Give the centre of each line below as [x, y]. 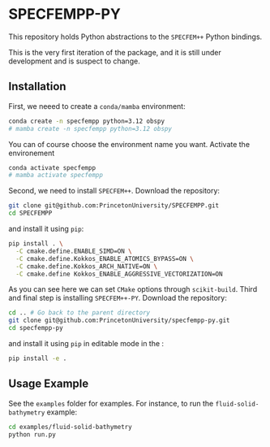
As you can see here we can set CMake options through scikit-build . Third [133, 289]
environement [32, 153]
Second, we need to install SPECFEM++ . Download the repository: [114, 191]
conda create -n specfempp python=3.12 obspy [86, 121]
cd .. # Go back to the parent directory [79, 313]
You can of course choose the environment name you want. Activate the [129, 144]
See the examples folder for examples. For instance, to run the [111, 403]
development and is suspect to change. [74, 61]
